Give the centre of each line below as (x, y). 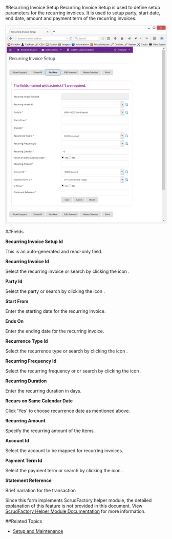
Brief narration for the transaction (40, 490)
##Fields (15, 231)
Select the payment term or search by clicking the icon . (64, 470)
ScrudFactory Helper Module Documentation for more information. (76, 511)
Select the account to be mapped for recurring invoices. (64, 450)
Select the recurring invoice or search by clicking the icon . (67, 271)
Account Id (17, 440)
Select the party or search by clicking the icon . (55, 291)
